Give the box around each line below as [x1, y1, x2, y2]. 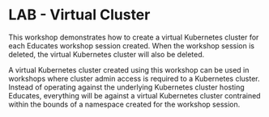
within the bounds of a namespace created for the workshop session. [8, 99, 241, 109]
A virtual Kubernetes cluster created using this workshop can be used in [8, 65, 250, 74]
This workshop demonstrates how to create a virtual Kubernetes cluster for [8, 32, 259, 42]
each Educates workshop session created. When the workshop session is [8, 40, 255, 50]
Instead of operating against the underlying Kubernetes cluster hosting [8, 82, 245, 92]
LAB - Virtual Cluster [8, 6, 151, 24]
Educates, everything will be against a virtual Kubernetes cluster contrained [8, 90, 261, 100]
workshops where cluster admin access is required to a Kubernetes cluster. [8, 73, 261, 83]
